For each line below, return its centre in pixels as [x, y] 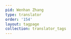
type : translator [23, 15]
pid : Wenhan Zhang [24, 10]
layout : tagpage [22, 24]
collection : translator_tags [36, 29]
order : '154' [19, 19]
